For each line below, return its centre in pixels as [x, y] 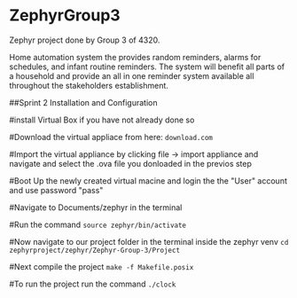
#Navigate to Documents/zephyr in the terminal [96, 207]
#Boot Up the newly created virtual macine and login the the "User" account [148, 180]
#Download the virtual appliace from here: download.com [111, 137]
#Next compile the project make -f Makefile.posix [102, 266]
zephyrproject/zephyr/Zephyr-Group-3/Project [94, 250]
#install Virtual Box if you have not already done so [102, 120]
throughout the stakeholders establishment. [89, 85]
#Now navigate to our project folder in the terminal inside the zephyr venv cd [149, 241]
